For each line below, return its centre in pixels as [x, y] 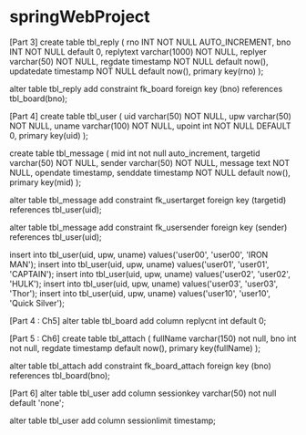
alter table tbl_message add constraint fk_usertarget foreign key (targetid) [148, 200]
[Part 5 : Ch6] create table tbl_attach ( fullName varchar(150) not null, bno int [153, 338]
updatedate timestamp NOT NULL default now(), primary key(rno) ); [137, 71]
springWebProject [80, 17]
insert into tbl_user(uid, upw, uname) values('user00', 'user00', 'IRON [139, 254]
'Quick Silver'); [37, 303]
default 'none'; [37, 402]
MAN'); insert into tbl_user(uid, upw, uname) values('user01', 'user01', [139, 264]
